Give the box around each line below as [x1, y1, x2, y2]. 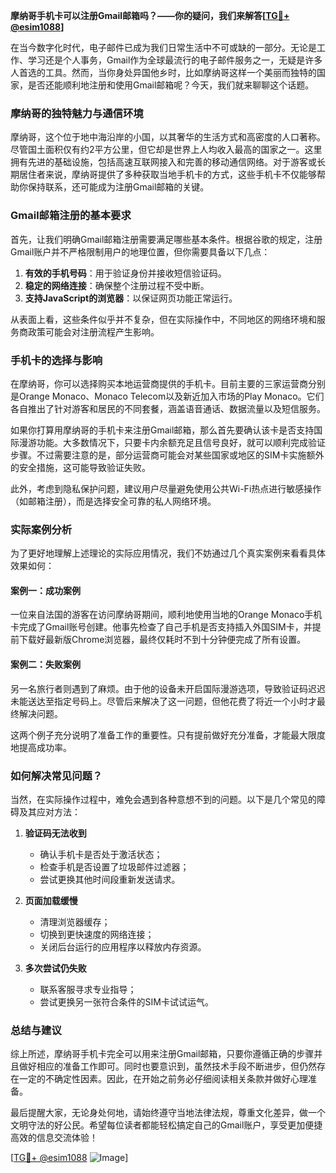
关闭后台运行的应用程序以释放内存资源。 [39, 940, 207, 953]
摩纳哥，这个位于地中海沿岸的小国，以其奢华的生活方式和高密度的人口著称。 [10, 131, 326, 143]
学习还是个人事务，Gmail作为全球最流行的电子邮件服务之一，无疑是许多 [27, 54, 323, 66]
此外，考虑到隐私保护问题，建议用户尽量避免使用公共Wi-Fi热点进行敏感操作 [10, 482, 322, 494]
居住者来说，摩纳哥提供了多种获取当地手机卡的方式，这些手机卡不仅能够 [18, 169, 317, 181]
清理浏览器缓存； [39, 915, 111, 928]
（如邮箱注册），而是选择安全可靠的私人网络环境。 [10, 495, 217, 507]
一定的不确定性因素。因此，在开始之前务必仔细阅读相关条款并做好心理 [18, 1073, 308, 1085]
